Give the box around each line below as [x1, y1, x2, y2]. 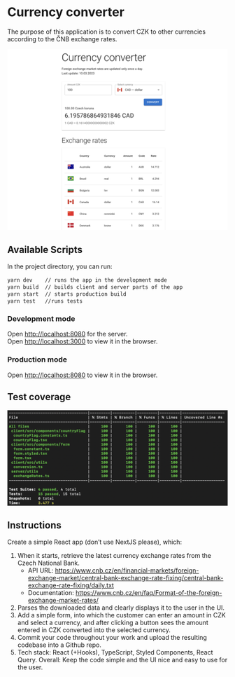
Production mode [7, 355, 68, 364]
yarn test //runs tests [7, 298, 83, 305]
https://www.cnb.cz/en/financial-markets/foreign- [55, 566, 199, 575]
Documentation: [27, 589, 75, 597]
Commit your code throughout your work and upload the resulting [17, 634, 208, 642]
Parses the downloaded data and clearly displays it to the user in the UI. [17, 603, 225, 612]
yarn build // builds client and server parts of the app [7, 284, 183, 291]
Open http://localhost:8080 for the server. [7, 330, 128, 338]
